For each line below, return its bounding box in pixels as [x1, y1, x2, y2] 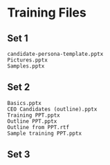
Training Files [7, 5, 86, 21]
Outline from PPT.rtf [7, 124, 70, 130]
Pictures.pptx [7, 57, 48, 64]
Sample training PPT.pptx [7, 130, 82, 137]
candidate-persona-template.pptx [7, 50, 104, 57]
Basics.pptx [7, 99, 42, 106]
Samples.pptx [7, 63, 45, 70]
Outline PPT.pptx [7, 117, 57, 125]
